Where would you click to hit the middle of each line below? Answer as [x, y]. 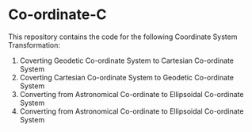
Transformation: [34, 45]
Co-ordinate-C [57, 15]
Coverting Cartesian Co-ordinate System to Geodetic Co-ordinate [126, 77]
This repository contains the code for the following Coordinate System [123, 37]
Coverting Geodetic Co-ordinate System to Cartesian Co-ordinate [126, 60]
